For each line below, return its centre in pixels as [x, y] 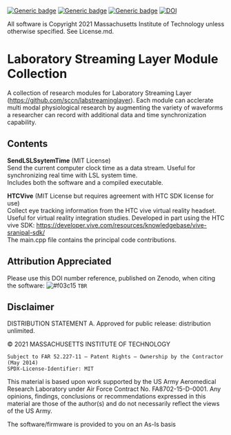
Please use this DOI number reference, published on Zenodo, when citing [111, 278]
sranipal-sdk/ [26, 232]
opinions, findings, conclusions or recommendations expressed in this [107, 396]
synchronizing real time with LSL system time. [72, 175]
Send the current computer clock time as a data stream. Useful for [101, 168]
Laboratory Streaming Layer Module [113, 59]
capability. [22, 122]
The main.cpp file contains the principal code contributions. [92, 240]
